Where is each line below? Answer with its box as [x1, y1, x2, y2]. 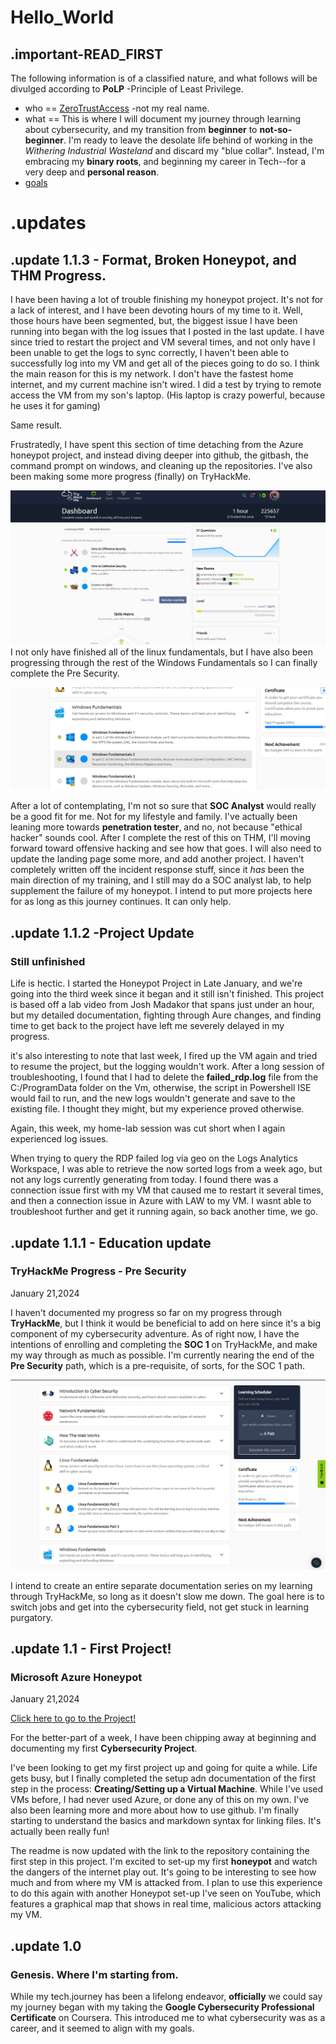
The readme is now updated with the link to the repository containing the [10, 1845, 310, 1857]
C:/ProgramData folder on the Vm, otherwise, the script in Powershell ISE [10, 1082, 312, 1094]
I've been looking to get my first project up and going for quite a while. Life [10, 1762, 318, 1774]
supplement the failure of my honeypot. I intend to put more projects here [10, 885, 313, 897]
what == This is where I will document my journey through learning [24, 113, 302, 125]
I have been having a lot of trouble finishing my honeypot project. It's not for [10, 294, 324, 305]
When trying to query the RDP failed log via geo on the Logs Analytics [10, 1152, 298, 1165]
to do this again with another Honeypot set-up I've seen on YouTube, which [10, 1887, 321, 1900]
